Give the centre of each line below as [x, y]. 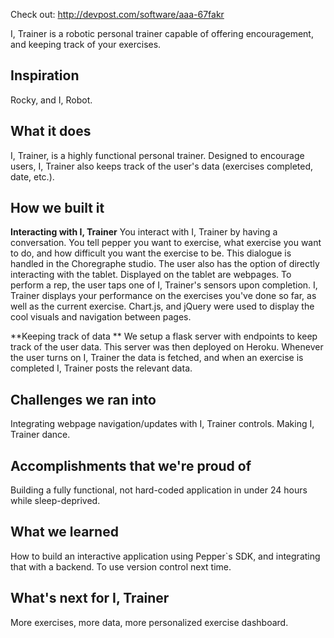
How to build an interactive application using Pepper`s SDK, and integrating [165, 556]
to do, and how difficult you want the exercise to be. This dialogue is [151, 253]
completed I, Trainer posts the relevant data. [101, 368]
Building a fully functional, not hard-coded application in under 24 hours [159, 490]
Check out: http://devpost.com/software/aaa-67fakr [117, 14]
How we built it [57, 208]
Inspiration [45, 75]
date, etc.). [32, 176]
